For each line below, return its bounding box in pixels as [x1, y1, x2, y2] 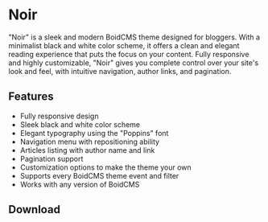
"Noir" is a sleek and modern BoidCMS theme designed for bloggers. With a [8, 32, 260, 42]
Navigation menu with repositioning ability [19, 137, 159, 146]
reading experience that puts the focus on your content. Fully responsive [8, 49, 249, 59]
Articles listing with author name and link [19, 145, 155, 154]
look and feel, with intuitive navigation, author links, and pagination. [8, 66, 232, 76]
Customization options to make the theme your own [19, 162, 192, 172]
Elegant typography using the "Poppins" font [19, 128, 169, 138]
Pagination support [19, 154, 84, 163]
